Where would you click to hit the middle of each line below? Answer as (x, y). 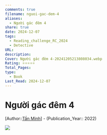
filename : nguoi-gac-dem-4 (32, 14)
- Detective (21, 45)
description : (18, 54)
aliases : (14, 18)
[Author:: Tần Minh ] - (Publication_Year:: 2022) (51, 118)
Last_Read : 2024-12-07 (28, 81)
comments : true (20, 9)
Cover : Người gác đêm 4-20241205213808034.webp (54, 59)
